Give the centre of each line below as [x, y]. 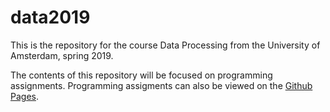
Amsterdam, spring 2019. [62, 55]
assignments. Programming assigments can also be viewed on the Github [161, 85]
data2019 [50, 17]
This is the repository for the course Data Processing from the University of [165, 45]
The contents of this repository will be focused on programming [141, 75]
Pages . [24, 96]
